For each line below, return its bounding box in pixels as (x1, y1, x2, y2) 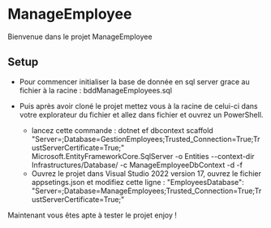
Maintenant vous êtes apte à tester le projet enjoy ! (7, 210, 178, 220)
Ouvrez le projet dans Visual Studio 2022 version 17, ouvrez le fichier (31, 168, 261, 179)
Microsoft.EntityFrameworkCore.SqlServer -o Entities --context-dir (31, 151, 255, 161)
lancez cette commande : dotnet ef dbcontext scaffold (31, 125, 214, 135)
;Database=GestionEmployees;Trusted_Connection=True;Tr (62, 134, 260, 144)
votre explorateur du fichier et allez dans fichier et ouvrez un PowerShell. (19, 110, 264, 119)
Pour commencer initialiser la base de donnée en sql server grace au (19, 76, 251, 86)
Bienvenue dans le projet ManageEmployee (7, 32, 153, 41)
